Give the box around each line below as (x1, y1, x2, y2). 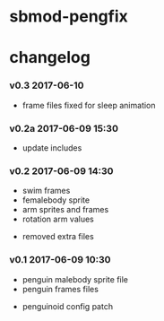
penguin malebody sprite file (22, 273, 128, 284)
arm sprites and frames (22, 204, 109, 215)
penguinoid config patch (22, 300, 114, 311)
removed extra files (22, 231, 94, 242)
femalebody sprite (22, 195, 91, 205)
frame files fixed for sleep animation (22, 100, 156, 110)
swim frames (22, 186, 71, 196)
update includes (22, 142, 82, 153)
